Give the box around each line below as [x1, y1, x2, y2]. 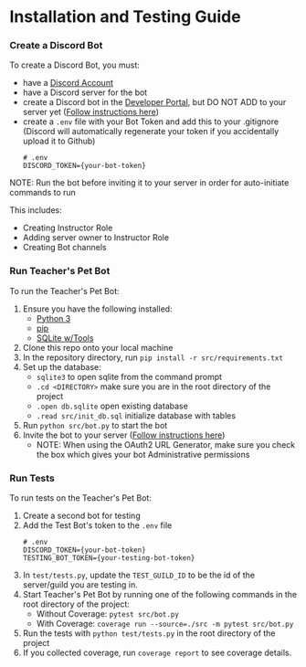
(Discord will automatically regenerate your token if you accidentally [22, 126, 280, 137]
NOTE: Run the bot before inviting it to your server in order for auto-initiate [9, 177, 290, 188]
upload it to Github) [22, 135, 96, 147]
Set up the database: [22, 361, 102, 372]
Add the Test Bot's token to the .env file [22, 520, 173, 531]
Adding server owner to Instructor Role [22, 232, 170, 243]
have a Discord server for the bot [22, 87, 148, 98]
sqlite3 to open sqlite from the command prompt [36, 371, 222, 382]
